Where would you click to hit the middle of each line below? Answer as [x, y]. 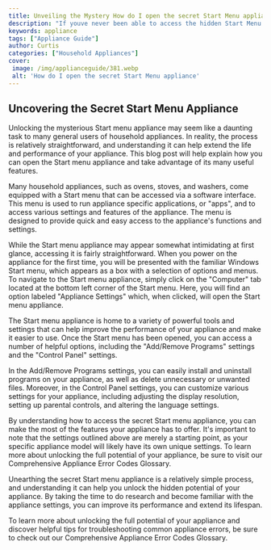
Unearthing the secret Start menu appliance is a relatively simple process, [131, 479]
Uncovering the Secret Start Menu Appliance [124, 109]
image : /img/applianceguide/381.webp [75, 69]
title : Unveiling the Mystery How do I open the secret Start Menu [124, 16]
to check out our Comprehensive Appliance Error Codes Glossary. [118, 538]
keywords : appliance [43, 31]
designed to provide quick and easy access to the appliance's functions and [135, 221]
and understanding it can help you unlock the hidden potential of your [124, 488]
